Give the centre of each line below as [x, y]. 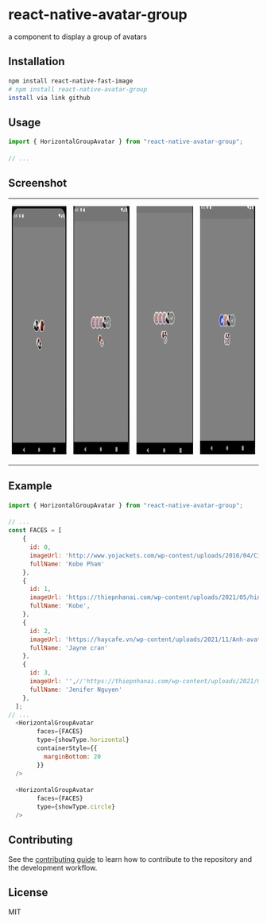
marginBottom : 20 [72, 756]
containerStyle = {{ [67, 748]
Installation [37, 62]
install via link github [49, 98]
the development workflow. [53, 867]
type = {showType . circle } [76, 807]
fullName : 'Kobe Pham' [67, 564]
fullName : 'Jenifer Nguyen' [76, 689]
